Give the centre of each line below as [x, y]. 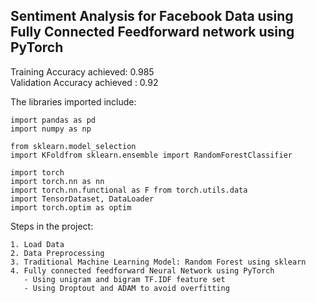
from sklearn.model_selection [73, 146]
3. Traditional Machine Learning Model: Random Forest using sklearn [158, 262]
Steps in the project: [52, 226]
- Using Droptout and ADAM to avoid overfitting [126, 288]
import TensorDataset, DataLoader [82, 199]
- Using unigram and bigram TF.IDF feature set [124, 279]
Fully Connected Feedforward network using [152, 32]
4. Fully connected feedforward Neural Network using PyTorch [142, 270]
